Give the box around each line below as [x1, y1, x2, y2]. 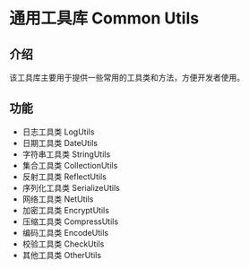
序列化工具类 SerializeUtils [21, 182, 121, 193]
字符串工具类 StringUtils [21, 149, 111, 160]
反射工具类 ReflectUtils [21, 171, 107, 182]
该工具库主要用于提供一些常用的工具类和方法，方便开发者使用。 [9, 73, 245, 82]
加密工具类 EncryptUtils [21, 204, 110, 215]
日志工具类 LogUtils [21, 126, 95, 137]
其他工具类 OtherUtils [21, 249, 101, 260]
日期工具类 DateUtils [21, 137, 99, 148]
